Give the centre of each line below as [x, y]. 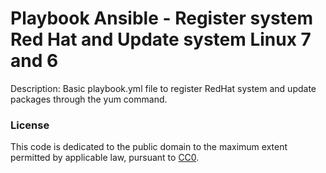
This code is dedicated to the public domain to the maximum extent [149, 147]
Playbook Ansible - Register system [161, 18]
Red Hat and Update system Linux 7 [161, 39]
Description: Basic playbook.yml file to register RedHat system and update [163, 88]
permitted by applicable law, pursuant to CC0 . [105, 158]
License [30, 125]
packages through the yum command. [89, 99]
